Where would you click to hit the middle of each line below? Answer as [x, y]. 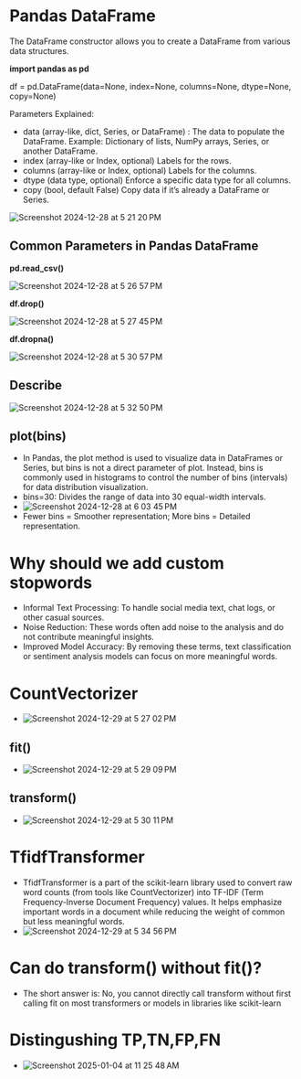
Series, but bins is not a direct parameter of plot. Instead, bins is [143, 468]
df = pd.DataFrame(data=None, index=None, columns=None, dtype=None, [150, 86]
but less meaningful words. [73, 921]
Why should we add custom [117, 563]
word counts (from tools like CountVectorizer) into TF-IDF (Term [143, 892]
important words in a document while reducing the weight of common [154, 912]
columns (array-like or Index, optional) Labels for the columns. [140, 170]
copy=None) [33, 96]
